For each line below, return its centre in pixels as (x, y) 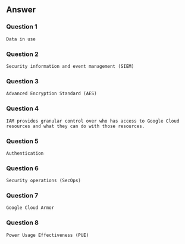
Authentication (25, 153)
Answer (21, 10)
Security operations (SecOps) (44, 181)
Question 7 (22, 196)
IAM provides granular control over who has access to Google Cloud (93, 121)
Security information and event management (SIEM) (70, 66)
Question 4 (23, 108)
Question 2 (22, 54)
